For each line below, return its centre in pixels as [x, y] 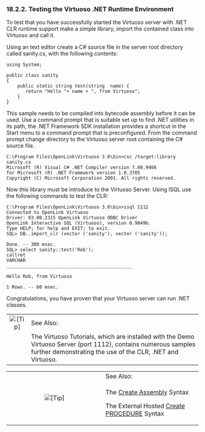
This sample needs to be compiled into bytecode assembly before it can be [101, 113]
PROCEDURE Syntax [135, 414]
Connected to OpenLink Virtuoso [47, 213]
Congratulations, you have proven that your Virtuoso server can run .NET [98, 299]
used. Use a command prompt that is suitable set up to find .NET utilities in [100, 120]
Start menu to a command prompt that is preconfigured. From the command [102, 133]
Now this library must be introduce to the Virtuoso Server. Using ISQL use [99, 189]
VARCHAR [16, 261]
